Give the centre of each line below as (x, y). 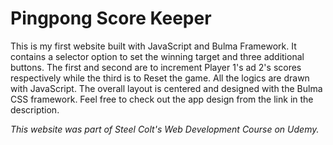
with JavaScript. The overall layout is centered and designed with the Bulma (166, 88)
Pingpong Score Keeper (111, 18)
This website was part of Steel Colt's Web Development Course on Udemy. (165, 129)
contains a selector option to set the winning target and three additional (157, 56)
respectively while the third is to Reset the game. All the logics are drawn (160, 78)
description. (35, 109)
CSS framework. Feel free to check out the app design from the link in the (162, 99)
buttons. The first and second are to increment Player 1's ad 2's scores (156, 67)
